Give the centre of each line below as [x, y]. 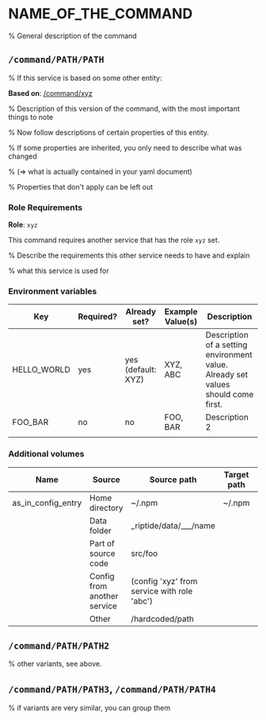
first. [214, 404]
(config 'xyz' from [164, 581]
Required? [97, 316]
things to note [31, 117]
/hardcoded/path [162, 619]
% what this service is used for [59, 271]
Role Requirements [46, 207]
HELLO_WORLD [41, 370]
